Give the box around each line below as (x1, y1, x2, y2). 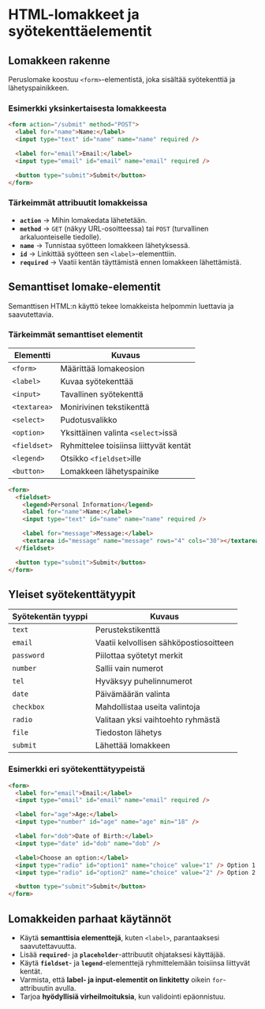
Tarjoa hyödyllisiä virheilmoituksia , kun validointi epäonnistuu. (19, 992, 226, 1001)
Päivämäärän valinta (95, 689, 170, 700)
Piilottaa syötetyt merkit (95, 650, 183, 661)
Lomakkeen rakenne (8, 54, 110, 67)
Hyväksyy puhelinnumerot (95, 676, 193, 687)
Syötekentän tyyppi (12, 611, 88, 622)
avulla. (54, 984, 77, 992)
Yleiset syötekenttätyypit (8, 587, 136, 601)
